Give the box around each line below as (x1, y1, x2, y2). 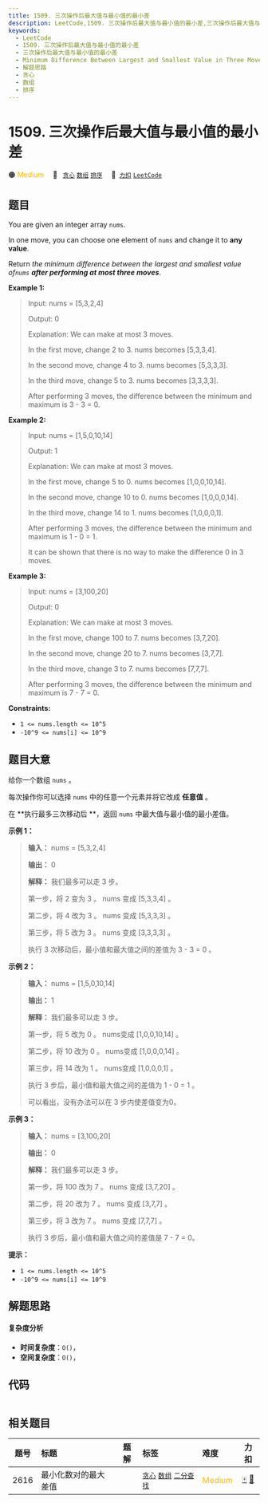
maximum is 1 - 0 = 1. (27, 532, 98, 542)
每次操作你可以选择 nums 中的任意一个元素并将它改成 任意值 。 (8, 791, 213, 802)
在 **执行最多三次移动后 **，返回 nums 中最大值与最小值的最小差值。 (8, 809, 234, 819)
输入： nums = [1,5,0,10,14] (27, 978, 116, 988)
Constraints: (8, 704, 51, 713)
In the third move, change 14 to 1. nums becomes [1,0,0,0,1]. (27, 508, 223, 518)
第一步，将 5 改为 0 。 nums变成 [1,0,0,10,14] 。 (27, 1029, 183, 1039)
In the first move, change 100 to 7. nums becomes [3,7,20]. (27, 633, 221, 643)
